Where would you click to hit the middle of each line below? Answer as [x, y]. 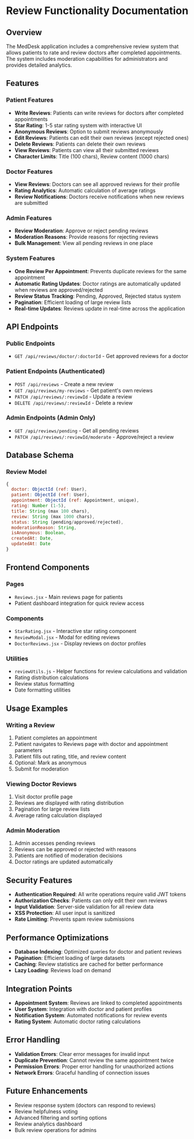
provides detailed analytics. [39, 65]
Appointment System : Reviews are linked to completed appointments [98, 1003]
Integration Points [39, 989]
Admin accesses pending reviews [55, 843]
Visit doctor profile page [43, 797]
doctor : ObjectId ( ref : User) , [49, 490]
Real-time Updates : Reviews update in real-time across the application [100, 308]
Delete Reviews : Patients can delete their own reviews [80, 144]
